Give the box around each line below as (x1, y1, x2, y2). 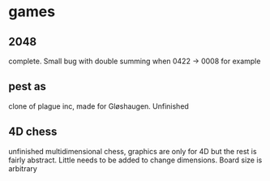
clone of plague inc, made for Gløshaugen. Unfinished (8, 101, 189, 111)
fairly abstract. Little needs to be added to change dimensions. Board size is (8, 155, 263, 165)
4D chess (8, 125, 58, 139)
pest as (8, 80, 47, 93)
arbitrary (8, 163, 38, 173)
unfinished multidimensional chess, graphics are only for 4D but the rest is (8, 146, 257, 156)
